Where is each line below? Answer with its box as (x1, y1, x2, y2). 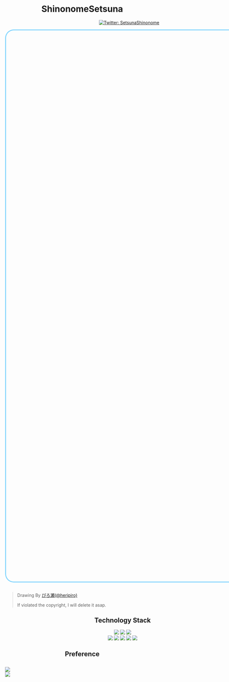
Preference (65, 650, 100, 658)
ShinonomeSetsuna (41, 3, 123, 15)
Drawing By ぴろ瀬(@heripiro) (17, 592, 78, 598)
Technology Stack (94, 616, 151, 625)
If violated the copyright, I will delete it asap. (17, 602, 107, 608)
